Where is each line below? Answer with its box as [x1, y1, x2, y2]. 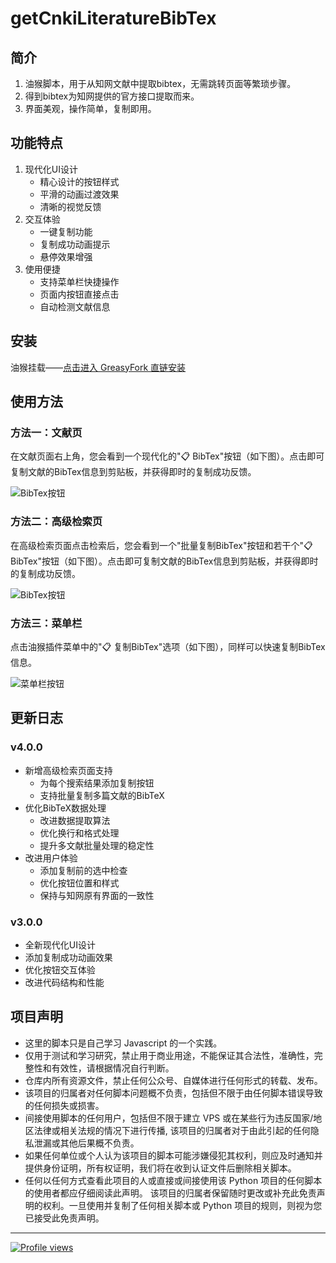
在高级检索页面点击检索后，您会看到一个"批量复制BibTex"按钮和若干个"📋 [10, 539, 313, 551]
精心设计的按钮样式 [39, 175, 120, 187]
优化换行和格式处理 [39, 827, 120, 839]
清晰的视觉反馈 [39, 200, 102, 212]
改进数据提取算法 [39, 814, 111, 826]
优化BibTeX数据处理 [24, 802, 107, 814]
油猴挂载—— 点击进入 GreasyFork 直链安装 [10, 361, 187, 373]
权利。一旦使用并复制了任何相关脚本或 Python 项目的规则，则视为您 [42, 1199, 323, 1211]
